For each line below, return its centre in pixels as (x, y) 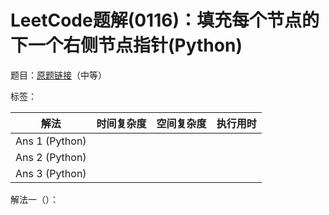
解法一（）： (34, 199)
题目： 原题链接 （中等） (58, 75)
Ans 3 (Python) (51, 173)
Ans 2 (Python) (51, 157)
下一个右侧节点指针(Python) (126, 45)
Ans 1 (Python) (51, 141)
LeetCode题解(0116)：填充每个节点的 (165, 20)
